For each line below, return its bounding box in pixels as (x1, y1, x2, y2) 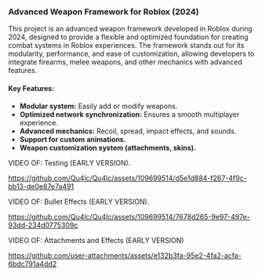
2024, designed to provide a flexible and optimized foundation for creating (8, 32, 249, 42)
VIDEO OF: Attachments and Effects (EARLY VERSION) (8, 235, 184, 245)
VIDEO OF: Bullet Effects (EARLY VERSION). (8, 197, 150, 206)
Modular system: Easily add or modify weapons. (19, 101, 178, 111)
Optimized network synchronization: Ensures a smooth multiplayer (19, 109, 240, 119)
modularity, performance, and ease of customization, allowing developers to (8, 49, 255, 59)
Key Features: (8, 83, 55, 93)
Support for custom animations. (19, 134, 126, 143)
